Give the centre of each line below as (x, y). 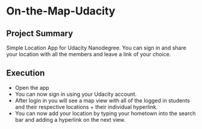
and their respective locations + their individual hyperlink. (86, 107)
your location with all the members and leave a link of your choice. (89, 54)
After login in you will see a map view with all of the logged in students (102, 100)
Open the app (32, 87)
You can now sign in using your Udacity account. (76, 94)
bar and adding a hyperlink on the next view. (70, 119)
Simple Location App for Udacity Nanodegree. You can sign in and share (96, 48)
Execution (26, 73)
